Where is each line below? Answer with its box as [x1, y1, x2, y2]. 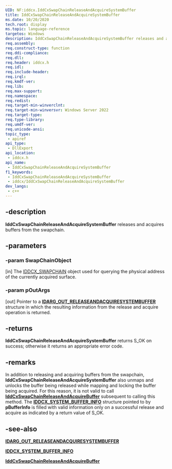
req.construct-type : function [5, 46, 70, 51]
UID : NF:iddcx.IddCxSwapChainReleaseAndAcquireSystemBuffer [5, 7, 137, 13]
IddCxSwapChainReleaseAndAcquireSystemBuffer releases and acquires [5, 221, 164, 227]
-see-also [5, 424, 37, 433]
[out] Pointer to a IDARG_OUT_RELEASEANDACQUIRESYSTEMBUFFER [5, 298, 156, 304]
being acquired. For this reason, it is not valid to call [5, 388, 114, 394]
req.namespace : [5, 93, 38, 98]
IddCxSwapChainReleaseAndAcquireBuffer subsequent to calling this [5, 393, 155, 400]
